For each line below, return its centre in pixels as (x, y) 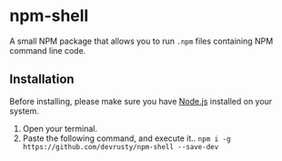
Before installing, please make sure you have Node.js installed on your (141, 101)
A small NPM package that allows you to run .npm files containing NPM (141, 41)
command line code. (48, 50)
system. (24, 111)
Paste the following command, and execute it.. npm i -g (126, 138)
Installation (42, 80)
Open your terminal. (60, 128)
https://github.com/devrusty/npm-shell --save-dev (121, 146)
